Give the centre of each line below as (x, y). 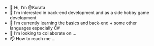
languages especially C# (35, 28)
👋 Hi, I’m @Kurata (28, 8)
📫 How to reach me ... (32, 38)
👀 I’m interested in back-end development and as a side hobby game (79, 13)
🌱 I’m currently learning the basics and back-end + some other (73, 23)
